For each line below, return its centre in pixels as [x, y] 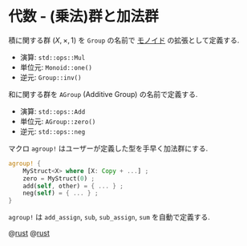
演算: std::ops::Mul [53, 57]
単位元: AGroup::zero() [58, 121]
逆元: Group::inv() [51, 77]
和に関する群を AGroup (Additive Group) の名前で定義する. [103, 94]
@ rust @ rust [29, 233]
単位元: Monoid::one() [56, 67]
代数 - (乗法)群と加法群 [83, 16]
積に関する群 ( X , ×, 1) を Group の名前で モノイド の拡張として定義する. [124, 40]
